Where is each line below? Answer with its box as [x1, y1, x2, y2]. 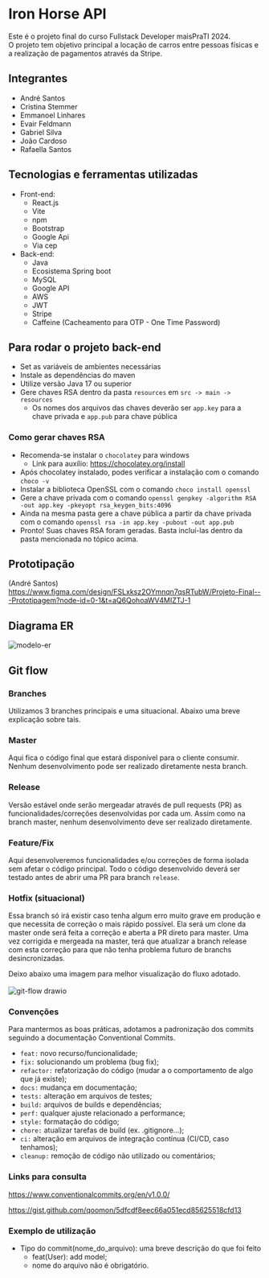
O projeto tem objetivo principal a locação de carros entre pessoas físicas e [8, 39, 259, 49]
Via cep [31, 240, 58, 250]
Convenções [8, 1006, 59, 1017]
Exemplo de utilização [8, 1225, 96, 1236]
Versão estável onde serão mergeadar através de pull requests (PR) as [8, 799, 243, 809]
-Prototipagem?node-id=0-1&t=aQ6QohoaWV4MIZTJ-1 [8, 596, 191, 606]
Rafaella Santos [19, 144, 72, 154]
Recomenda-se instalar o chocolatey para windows [19, 450, 190, 459]
